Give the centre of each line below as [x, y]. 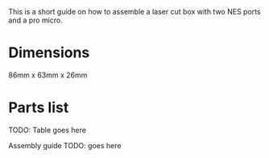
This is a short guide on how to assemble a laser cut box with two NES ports [134, 12]
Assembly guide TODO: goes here [65, 145]
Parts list [39, 108]
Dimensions [49, 53]
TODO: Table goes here [48, 130]
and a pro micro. [35, 20]
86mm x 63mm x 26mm [48, 75]
